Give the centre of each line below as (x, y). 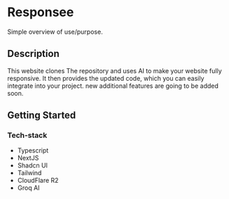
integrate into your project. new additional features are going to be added (113, 86)
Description (33, 54)
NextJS (28, 158)
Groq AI (28, 188)
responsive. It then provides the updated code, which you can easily (106, 78)
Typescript (33, 150)
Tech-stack (27, 136)
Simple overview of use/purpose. (55, 32)
